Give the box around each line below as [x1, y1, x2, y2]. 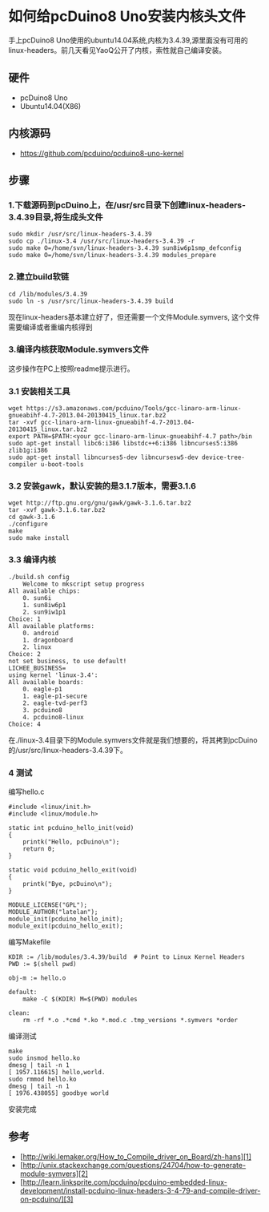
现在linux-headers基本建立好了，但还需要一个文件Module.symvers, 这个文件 [8, 312, 260, 321]
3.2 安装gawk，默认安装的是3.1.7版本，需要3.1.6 [8, 481, 196, 492]
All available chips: [8, 586, 81, 595]
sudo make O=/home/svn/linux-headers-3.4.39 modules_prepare [8, 252, 217, 260]
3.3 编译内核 [8, 554, 57, 566]
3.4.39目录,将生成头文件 [8, 211, 103, 223]
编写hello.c [8, 787, 45, 797]
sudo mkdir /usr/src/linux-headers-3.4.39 [8, 230, 152, 239]
